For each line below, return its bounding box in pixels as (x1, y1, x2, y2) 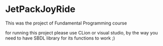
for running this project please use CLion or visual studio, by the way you (5, 29, 158, 35)
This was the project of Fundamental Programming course (5, 20, 127, 26)
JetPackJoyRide (5, 3, 76, 15)
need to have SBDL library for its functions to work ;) (5, 35, 115, 41)
